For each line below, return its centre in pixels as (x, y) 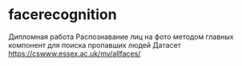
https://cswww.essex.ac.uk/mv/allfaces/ (75, 53)
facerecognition (63, 15)
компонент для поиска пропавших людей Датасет (95, 45)
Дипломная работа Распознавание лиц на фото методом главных (121, 37)
